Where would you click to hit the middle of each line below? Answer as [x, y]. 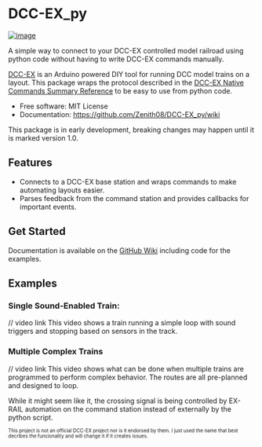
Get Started [37, 231]
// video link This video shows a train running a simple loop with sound [122, 323]
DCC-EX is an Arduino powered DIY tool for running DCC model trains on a [129, 74]
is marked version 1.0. [43, 137]
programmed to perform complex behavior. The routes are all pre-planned [128, 377]
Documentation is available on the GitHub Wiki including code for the [120, 250]
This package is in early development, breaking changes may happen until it [131, 130]
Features [30, 163]
